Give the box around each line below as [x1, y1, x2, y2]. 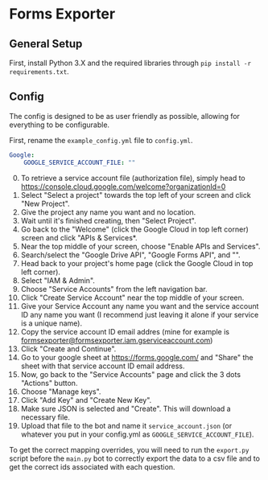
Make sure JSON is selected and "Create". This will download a [20, 404, 232, 413]
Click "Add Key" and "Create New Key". [20, 395, 152, 404]
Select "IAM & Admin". [20, 275, 96, 285]
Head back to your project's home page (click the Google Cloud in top [20, 258, 254, 268]
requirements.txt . [9, 67, 69, 76]
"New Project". [20, 199, 71, 208]
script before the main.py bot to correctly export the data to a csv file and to [9, 453, 261, 463]
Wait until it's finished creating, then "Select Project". [20, 215, 196, 225]
